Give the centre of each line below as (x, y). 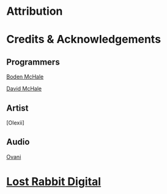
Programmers (33, 62)
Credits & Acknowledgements (83, 40)
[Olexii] (15, 123)
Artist (17, 108)
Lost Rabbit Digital (54, 182)
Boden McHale (25, 77)
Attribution (35, 11)
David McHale (24, 89)
